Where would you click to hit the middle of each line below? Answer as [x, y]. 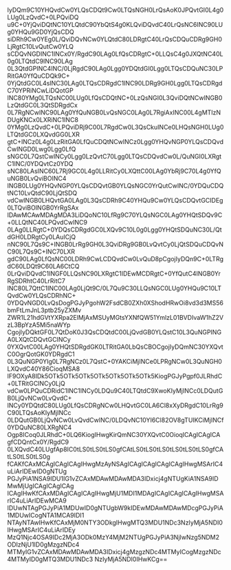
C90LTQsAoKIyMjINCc [39, 413]
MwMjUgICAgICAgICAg [41, 486]
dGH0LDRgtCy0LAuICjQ [42, 237]
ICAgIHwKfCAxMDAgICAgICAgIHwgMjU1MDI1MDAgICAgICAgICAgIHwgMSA [115, 493]
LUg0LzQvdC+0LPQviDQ [43, 17]
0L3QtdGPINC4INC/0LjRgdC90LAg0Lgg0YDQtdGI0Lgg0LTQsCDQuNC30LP [115, 69]
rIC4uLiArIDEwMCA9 [37, 500]
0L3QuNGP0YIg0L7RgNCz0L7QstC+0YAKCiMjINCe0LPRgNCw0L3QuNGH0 [114, 362]
